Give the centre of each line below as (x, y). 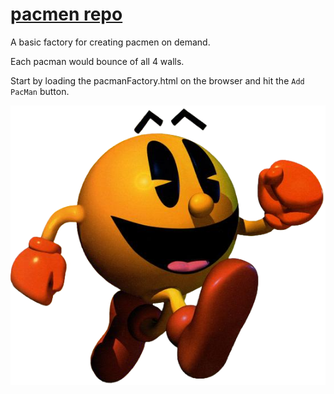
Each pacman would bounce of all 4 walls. (97, 61)
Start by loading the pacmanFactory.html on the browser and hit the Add (157, 80)
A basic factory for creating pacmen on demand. (110, 42)
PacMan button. (40, 91)
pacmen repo (66, 14)
